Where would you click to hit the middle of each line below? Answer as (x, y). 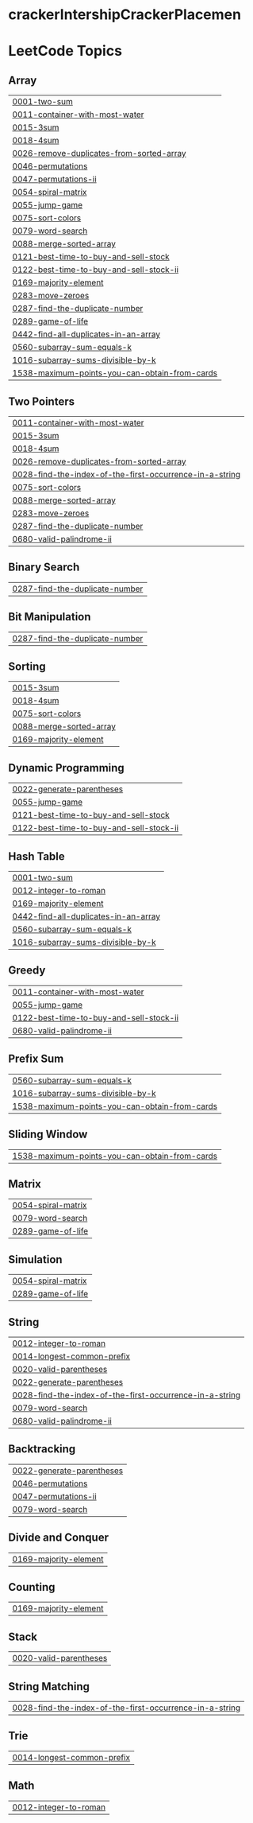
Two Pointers (42, 401)
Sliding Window (48, 1135)
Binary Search (44, 568)
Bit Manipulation (50, 617)
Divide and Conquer (59, 1538)
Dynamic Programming (66, 768)
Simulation (35, 1259)
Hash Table (36, 856)
